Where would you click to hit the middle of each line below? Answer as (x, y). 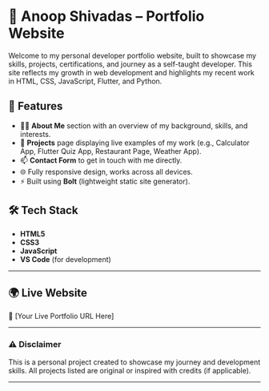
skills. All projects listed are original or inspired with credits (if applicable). (130, 370)
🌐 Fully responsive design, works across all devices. (106, 171)
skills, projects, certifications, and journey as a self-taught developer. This (130, 64)
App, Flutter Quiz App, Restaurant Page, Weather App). (110, 151)
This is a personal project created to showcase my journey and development (134, 362)
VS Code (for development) (66, 259)
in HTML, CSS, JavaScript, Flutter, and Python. (85, 81)
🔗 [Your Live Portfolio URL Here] (61, 316)
